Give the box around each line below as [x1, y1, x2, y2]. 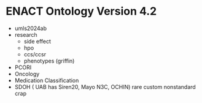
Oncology [14, 70, 40, 77]
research [14, 31, 37, 38]
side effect [23, 37, 52, 45]
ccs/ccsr [23, 50, 47, 58]
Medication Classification [14, 77, 79, 84]
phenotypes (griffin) [23, 57, 75, 64]
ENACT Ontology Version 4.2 [6, 4, 157, 18]
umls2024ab [14, 25, 47, 32]
